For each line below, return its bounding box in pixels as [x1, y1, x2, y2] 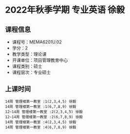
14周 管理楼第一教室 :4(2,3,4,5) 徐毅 [5, 119, 76, 124]
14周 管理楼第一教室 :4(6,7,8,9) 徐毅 [5, 125, 76, 130]
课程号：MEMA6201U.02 [12, 39, 62, 45]
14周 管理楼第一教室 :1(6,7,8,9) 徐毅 [5, 104, 76, 109]
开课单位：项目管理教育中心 [12, 57, 68, 63]
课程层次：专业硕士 [12, 69, 51, 75]
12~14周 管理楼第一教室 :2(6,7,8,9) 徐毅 [5, 115, 83, 119]
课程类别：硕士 [12, 64, 42, 69]
